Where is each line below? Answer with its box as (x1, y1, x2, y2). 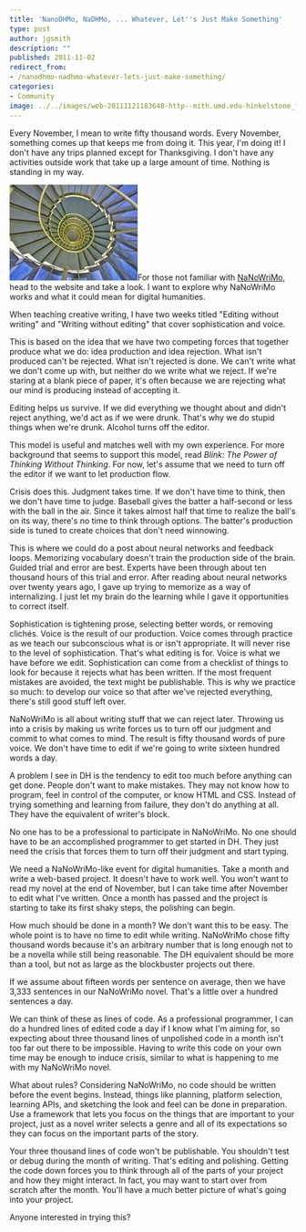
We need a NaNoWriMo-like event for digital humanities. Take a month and (9, 863, 290, 875)
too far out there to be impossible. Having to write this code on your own (9, 1042, 282, 1053)
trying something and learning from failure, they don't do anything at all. (9, 799, 280, 810)
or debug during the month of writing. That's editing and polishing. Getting (9, 1154, 289, 1166)
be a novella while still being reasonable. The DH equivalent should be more (9, 948, 294, 959)
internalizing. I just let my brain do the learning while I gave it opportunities (9, 591, 290, 602)
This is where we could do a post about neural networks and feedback (9, 543, 274, 554)
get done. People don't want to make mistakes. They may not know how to (9, 780, 290, 791)
